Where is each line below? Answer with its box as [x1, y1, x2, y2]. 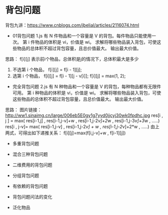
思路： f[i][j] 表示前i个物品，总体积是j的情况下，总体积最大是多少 [5, 56, 139, 62]
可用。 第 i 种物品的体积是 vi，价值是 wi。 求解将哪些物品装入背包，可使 [12, 90, 161, 96]
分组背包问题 [12, 172, 39, 178]
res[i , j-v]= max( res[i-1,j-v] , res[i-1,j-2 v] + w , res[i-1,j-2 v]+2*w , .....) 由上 [5, 123, 159, 129]
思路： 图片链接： [5, 106, 42, 113]
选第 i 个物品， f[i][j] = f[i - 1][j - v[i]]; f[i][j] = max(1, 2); [12, 73, 126, 79]
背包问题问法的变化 [12, 193, 53, 199]
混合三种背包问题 [12, 151, 48, 157]
